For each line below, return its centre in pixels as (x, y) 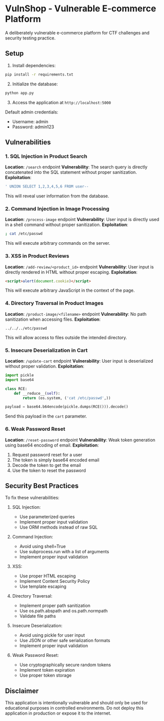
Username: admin (30, 121)
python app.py (20, 93)
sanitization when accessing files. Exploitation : (53, 319)
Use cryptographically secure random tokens (65, 665)
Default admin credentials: (32, 112)
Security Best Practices (42, 486)
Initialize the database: (35, 84)
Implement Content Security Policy (55, 581)
